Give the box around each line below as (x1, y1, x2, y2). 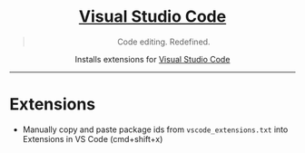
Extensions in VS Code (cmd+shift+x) (22, 133, 163, 144)
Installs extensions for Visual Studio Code (74, 53, 231, 64)
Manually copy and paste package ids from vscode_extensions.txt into (22, 124, 289, 135)
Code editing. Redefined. (117, 36, 211, 47)
